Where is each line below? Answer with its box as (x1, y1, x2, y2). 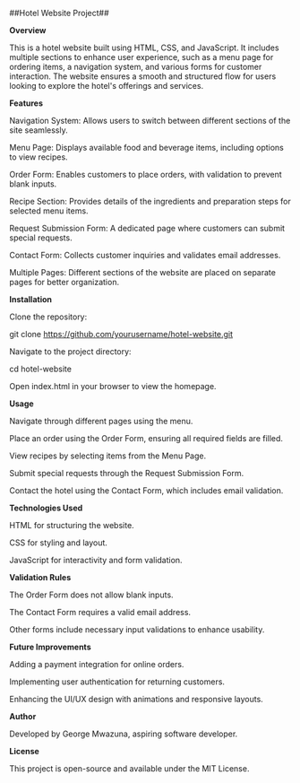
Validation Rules (9, 572, 72, 582)
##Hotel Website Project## (9, 8, 109, 18)
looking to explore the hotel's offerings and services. (9, 81, 204, 91)
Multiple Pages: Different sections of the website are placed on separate (9, 267, 276, 277)
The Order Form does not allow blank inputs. (9, 589, 174, 600)
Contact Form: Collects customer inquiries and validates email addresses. (9, 250, 281, 260)
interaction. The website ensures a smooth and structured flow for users (9, 71, 277, 82)
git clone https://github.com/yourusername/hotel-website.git (9, 329, 234, 339)
